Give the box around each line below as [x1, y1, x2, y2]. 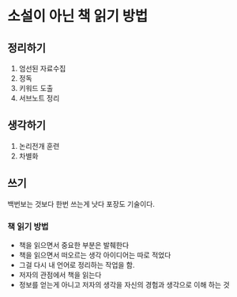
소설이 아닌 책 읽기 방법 [7, 7, 149, 25]
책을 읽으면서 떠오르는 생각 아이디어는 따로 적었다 [18, 250, 171, 260]
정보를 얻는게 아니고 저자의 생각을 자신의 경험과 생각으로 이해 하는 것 [18, 280, 230, 289]
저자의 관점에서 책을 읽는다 [18, 270, 102, 280]
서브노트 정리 [18, 93, 60, 103]
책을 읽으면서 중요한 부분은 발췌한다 [18, 240, 130, 249]
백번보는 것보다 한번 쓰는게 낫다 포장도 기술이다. [7, 199, 156, 208]
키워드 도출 [18, 84, 54, 93]
